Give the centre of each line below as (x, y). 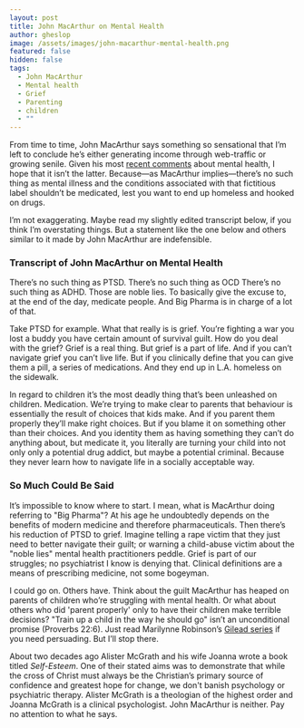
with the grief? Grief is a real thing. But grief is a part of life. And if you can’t (151, 348)
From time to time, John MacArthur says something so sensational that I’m (148, 145)
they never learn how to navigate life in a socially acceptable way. (132, 462)
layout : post (34, 18)
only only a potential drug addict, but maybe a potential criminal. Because (147, 452)
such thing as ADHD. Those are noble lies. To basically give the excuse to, (148, 292)
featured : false (40, 52)
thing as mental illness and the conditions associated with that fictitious (143, 183)
